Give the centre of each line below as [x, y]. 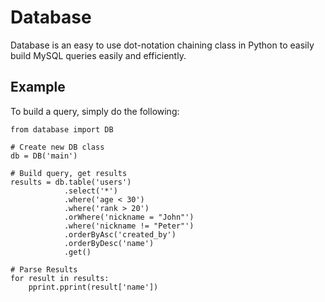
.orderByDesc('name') [109, 243]
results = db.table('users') [71, 182]
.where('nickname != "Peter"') [129, 226]
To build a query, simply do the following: [95, 111]
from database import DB [62, 129]
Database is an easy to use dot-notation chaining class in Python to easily [162, 45]
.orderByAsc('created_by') [120, 234]
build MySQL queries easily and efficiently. [98, 55]
